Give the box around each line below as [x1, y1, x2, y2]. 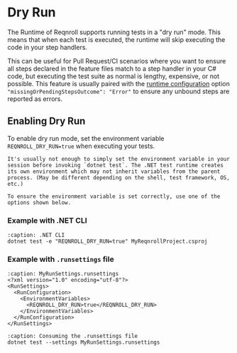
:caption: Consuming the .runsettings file [7, 332, 138, 340]
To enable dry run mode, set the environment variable [7, 134, 165, 142]
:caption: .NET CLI [7, 232, 65, 239]
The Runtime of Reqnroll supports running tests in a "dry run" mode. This [7, 28, 221, 36]
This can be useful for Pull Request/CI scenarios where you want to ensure [7, 56, 226, 65]
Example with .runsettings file [7, 254, 115, 264]
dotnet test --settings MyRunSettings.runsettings [7, 339, 160, 346]
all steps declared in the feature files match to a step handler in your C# [7, 64, 216, 73]
